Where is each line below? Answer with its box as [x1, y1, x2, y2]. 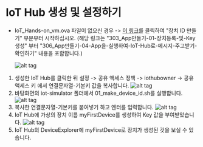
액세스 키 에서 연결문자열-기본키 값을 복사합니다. [14, 81, 129, 89]
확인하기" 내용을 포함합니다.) [14, 49, 83, 56]
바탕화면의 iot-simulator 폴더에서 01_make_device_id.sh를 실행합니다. [14, 89, 183, 97]
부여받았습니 [164, 111, 194, 118]
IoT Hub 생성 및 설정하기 [5, 5, 122, 19]
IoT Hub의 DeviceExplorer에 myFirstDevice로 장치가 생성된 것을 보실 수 [14, 126, 188, 134]
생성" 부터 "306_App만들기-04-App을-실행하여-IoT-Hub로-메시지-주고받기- [14, 42, 198, 49]
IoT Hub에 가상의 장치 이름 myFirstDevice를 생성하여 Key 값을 [14, 111, 163, 118]
